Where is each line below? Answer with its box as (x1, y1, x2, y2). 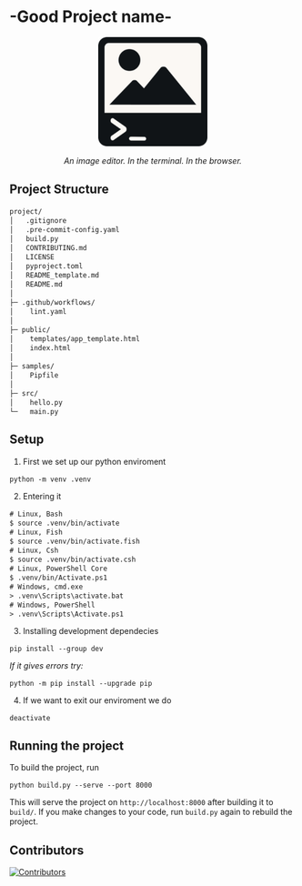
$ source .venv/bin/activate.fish (9, 537, 141, 546)
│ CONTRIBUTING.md (9, 243, 88, 252)
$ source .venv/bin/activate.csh (9, 555, 136, 564)
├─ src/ (9, 388, 39, 398)
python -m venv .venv (9, 475, 92, 484)
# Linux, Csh (9, 546, 59, 555)
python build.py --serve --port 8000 (9, 780, 153, 790)
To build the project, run (9, 762, 100, 773)
